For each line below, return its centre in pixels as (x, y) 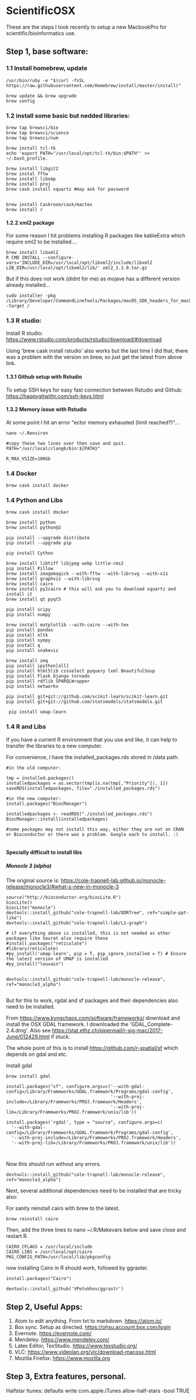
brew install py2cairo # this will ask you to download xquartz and (91, 589)
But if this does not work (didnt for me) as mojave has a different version (93, 279)
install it (19, 594)
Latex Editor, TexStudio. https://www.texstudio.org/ (76, 1346)
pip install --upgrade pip (39, 543)
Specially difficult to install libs (44, 852)
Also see (41, 1031)
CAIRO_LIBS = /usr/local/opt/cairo (49, 1252)
